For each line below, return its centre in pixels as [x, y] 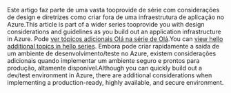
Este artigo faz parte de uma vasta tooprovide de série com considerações [113, 10]
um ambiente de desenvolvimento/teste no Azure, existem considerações [112, 53]
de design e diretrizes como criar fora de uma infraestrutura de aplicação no [116, 17]
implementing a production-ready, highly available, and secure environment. [115, 82]
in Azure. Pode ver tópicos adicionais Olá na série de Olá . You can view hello [115, 39]
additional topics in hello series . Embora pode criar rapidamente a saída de [113, 46]
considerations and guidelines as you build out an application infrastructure [114, 31]
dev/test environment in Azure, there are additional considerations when [110, 75]
